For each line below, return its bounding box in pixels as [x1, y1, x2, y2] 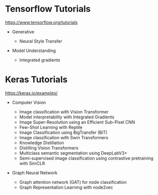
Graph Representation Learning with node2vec [19, 184, 113, 190]
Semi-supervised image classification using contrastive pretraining [19, 155, 154, 161]
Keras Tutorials [5, 74, 68, 85]
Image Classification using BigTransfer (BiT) [19, 130, 108, 135]
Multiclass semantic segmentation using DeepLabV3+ [19, 150, 127, 156]
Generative [12, 29, 35, 34]
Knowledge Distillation [19, 140, 64, 146]
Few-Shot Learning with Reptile [19, 124, 83, 130]
